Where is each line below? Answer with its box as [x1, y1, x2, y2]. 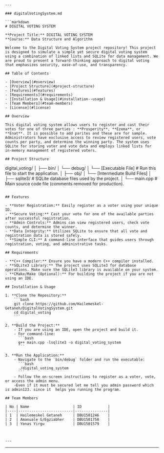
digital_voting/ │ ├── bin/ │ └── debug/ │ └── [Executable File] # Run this [5, 165, 156, 171]
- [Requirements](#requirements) [5, 92, 73, 97]
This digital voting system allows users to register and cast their [5, 122, 150, 127]
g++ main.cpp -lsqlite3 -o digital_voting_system [18, 340, 121, 345]
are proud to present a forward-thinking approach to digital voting [5, 58, 150, 63]
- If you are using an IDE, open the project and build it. [14, 327, 139, 332]
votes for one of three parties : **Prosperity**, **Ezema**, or [5, 127, 141, 132]
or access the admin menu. [5, 379, 60, 384]
